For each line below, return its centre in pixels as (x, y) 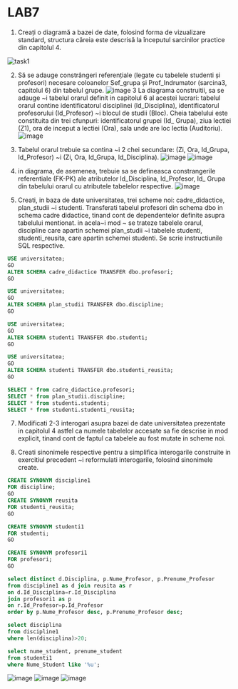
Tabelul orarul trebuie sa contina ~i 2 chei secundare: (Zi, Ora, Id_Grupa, (124, 149)
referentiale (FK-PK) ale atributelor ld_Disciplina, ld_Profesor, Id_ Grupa (121, 178)
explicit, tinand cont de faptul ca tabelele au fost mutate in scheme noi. (121, 438)
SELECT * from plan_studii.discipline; (67, 396)
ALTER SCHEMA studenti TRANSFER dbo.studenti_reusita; (90, 371)
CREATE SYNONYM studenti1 (46, 527)
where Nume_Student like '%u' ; (54, 665)
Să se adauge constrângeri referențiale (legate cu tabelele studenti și (119, 75)
